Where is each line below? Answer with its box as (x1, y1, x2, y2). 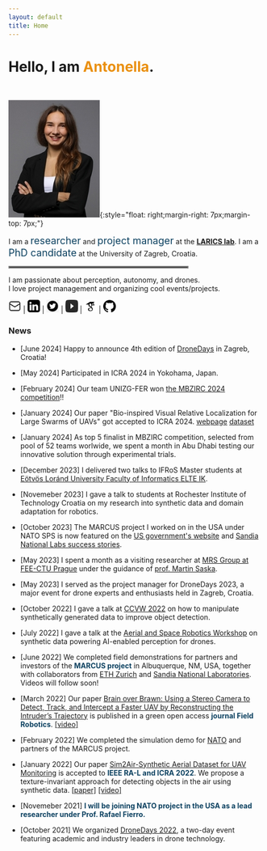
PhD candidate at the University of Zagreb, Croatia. (8, 247, 198, 260)
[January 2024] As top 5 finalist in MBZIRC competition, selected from (19, 432, 254, 442)
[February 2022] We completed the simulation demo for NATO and (19, 735, 242, 744)
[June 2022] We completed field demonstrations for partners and (19, 652, 238, 662)
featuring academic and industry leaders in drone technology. (19, 833, 226, 843)
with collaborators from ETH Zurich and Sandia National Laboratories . (19, 669, 252, 679)
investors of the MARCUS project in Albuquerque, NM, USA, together (19, 660, 252, 671)
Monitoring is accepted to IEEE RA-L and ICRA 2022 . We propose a (19, 768, 244, 777)
